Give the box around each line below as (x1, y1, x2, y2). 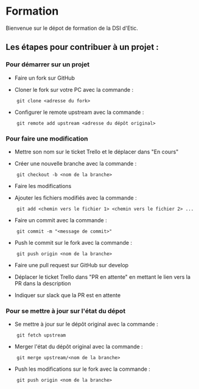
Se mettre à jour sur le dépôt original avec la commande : (14, 321, 159, 328)
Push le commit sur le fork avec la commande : (14, 239, 132, 246)
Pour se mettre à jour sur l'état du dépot (5, 306, 126, 315)
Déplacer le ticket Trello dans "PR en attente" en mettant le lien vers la (14, 273, 191, 281)
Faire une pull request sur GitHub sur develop (14, 261, 129, 268)
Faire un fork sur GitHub (14, 74, 75, 82)
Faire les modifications (14, 182, 72, 189)
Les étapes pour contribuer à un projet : (5, 42, 159, 52)
